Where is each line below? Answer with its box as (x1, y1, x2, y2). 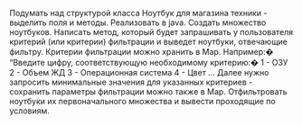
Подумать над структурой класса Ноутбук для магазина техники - (9, 8, 268, 18)
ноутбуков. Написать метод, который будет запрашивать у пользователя (9, 27, 294, 37)
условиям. (9, 105, 50, 116)
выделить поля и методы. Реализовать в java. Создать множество (9, 17, 267, 28)
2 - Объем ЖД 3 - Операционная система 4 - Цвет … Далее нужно (9, 67, 269, 77)
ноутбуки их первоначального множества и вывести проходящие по (9, 96, 276, 106)
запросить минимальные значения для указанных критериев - (9, 76, 253, 87)
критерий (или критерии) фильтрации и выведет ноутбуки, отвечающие (9, 36, 288, 47)
